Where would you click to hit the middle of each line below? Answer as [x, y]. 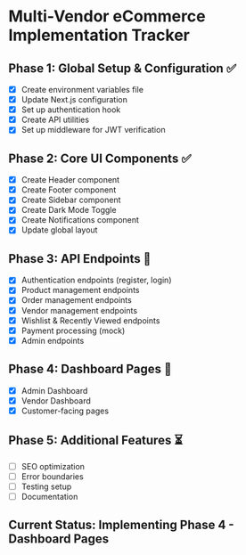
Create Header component [70, 180]
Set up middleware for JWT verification [93, 130]
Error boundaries [52, 476]
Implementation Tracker [99, 35]
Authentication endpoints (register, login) [96, 280]
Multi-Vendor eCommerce [107, 16]
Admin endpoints [53, 340]
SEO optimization [53, 466]
